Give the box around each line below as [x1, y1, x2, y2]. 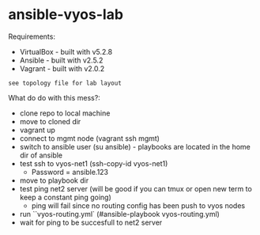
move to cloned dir [19, 116, 81, 126]
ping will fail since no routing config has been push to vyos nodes [31, 200, 246, 210]
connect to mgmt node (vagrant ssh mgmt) [19, 133, 160, 143]
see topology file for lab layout [8, 79, 122, 87]
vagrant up [19, 125, 55, 135]
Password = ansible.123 [31, 167, 109, 176]
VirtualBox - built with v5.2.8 [19, 47, 113, 56]
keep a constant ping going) [19, 192, 112, 202]
